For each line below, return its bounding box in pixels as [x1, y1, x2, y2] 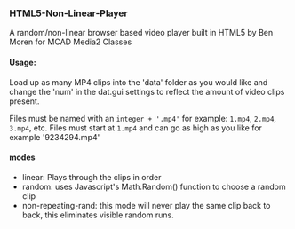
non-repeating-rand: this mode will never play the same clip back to [21, 200, 271, 210]
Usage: [9, 57, 37, 67]
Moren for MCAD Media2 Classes [9, 36, 132, 47]
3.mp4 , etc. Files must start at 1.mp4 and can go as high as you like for [9, 122, 262, 133]
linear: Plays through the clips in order [21, 171, 162, 182]
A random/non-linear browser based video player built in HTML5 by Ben [9, 28, 274, 38]
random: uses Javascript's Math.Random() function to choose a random [21, 181, 286, 192]
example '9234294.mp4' [9, 131, 100, 142]
